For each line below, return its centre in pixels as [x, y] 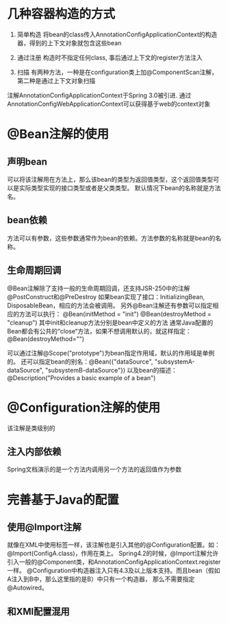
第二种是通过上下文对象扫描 [56, 80]
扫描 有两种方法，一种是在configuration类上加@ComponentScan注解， [117, 72]
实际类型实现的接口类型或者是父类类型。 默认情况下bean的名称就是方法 [120, 188]
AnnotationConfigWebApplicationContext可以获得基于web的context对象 [109, 104]
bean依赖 [27, 220]
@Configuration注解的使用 [84, 407]
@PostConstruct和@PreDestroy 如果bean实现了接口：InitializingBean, [106, 296]
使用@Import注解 [45, 527]
